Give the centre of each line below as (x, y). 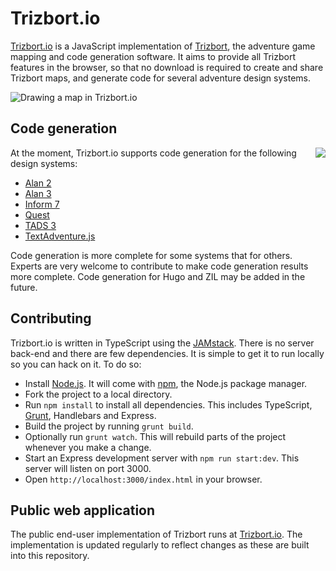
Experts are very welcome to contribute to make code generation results (159, 266)
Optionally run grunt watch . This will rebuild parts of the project (155, 436)
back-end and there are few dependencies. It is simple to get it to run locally (167, 353)
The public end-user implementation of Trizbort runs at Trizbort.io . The (156, 534)
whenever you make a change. (88, 447)
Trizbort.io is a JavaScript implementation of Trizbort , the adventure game (163, 46)
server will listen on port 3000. (88, 468)
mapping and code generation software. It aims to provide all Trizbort (153, 56)
